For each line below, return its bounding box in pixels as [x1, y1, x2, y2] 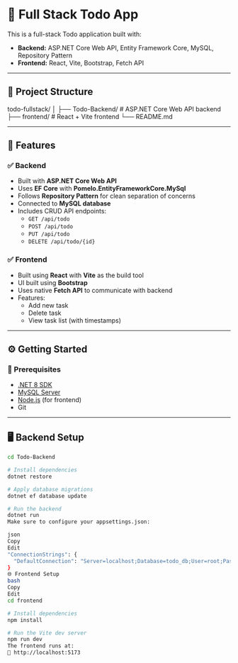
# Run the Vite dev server [7, 629, 87, 637]
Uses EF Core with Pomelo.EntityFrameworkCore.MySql [17, 184, 186, 193]
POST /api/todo [28, 223, 73, 230]
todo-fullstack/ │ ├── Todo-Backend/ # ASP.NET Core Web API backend [7, 104, 222, 113]
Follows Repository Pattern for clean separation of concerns [17, 191, 196, 201]
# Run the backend [7, 505, 62, 513]
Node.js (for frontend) [17, 396, 82, 404]
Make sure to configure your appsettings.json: [7, 518, 151, 525]
